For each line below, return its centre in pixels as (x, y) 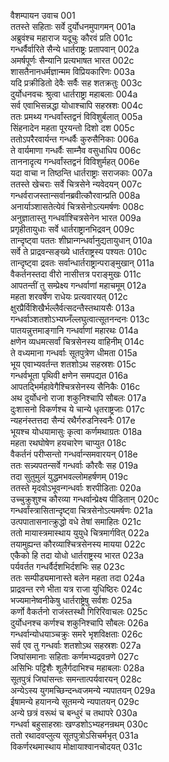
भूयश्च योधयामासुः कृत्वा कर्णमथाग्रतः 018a (76, 431)
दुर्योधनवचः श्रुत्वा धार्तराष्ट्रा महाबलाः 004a (74, 94)
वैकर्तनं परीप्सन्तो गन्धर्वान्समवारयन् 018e (74, 454)
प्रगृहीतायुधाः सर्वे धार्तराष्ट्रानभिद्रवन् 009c (72, 229)
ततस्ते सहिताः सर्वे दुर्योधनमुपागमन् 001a (73, 26)
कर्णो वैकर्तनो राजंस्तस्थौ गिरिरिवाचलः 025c (79, 611)
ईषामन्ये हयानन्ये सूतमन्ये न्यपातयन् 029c (75, 701)
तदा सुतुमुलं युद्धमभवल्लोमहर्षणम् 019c (69, 476)
